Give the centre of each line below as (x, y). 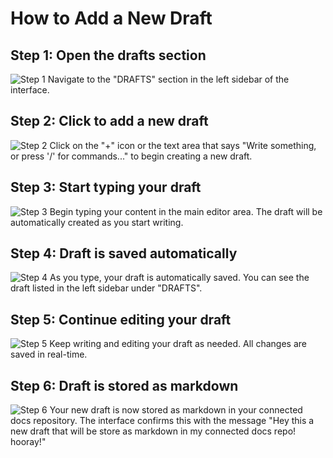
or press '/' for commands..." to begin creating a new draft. (131, 156)
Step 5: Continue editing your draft (121, 319)
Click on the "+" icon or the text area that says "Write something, (183, 145)
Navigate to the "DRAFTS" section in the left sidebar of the (168, 79)
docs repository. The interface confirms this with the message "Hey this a (162, 421)
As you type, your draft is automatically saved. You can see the (179, 278)
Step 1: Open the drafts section (108, 55)
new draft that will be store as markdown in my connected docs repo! (153, 431)
